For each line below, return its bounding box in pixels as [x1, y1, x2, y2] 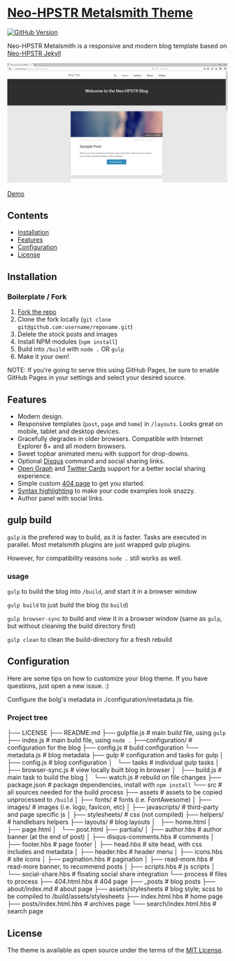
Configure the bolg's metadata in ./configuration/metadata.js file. [7, 695, 194, 703]
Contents [7, 210, 49, 221]
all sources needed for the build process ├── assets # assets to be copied [7, 788, 222, 797]
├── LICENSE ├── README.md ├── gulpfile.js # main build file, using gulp [7, 729, 226, 737]
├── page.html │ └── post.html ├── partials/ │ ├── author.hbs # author [7, 825, 222, 834]
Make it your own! [17, 352, 70, 361]
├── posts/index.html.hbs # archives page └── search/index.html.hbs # [7, 899, 217, 908]
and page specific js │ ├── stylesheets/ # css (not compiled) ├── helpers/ [7, 811, 225, 819]
